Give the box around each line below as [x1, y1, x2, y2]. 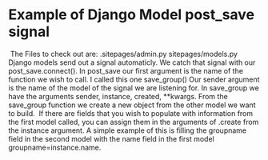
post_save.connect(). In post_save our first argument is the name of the [8, 66, 244, 75]
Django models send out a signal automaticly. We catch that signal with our [8, 58, 256, 67]
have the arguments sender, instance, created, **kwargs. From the [8, 91, 228, 101]
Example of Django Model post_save [8, 6, 254, 24]
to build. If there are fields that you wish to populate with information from [8, 108, 254, 118]
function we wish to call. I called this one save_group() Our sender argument [8, 74, 260, 84]
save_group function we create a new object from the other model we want [8, 100, 256, 110]
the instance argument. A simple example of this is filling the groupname [8, 126, 247, 135]
